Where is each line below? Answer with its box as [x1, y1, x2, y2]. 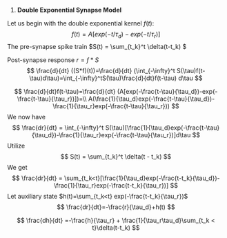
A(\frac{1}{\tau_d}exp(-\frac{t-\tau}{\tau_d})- [88, 95, 215, 103]
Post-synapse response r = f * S [7, 55, 99, 64]
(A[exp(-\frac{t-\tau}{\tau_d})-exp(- [117, 87, 218, 95]
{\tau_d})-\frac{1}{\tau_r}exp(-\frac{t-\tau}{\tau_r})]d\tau [31, 130, 191, 139]
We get [7, 163, 28, 171]
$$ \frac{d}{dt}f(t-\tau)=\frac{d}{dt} [14, 87, 116, 95]
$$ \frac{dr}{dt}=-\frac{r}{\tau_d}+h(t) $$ [57, 203, 175, 211]
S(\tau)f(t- [177, 66, 206, 75]
